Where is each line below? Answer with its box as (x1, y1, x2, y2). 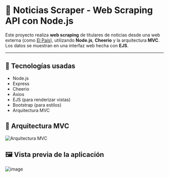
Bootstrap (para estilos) (12, 102, 62, 108)
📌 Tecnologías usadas (5, 62, 75, 70)
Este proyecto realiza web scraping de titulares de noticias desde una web (5, 32, 160, 38)
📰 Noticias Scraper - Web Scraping (5, 5, 153, 16)
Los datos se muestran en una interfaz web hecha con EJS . (5, 42, 129, 48)
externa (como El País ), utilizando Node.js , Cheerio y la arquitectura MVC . (5, 37, 160, 43)
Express (12, 80, 30, 86)
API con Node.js (5, 15, 74, 27)
